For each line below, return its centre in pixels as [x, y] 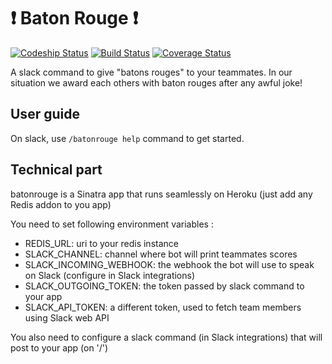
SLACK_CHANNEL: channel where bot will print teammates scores [161, 254]
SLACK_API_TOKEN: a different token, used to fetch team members [163, 307]
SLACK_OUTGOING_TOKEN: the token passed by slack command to [164, 286]
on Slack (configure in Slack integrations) [110, 275]
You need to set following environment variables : [112, 224]
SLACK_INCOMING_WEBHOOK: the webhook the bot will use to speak [169, 264]
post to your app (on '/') [59, 347]
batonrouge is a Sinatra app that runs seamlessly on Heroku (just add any [161, 194]
